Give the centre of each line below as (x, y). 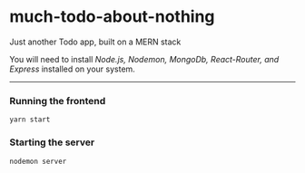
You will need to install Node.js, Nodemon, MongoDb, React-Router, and (144, 59)
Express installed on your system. (73, 69)
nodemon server (38, 161)
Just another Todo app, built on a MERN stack (95, 42)
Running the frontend (58, 101)
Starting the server (52, 142)
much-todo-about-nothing (112, 17)
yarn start (30, 120)
